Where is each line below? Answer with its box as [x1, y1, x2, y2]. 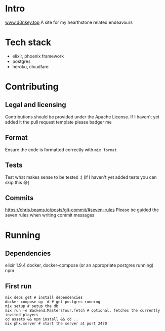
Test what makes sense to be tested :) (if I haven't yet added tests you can [5, 174, 157, 180]
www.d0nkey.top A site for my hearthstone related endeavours [5, 19, 133, 25]
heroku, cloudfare [12, 63, 49, 69]
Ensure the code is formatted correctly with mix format [5, 147, 117, 153]
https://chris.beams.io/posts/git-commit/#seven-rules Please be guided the [5, 207, 159, 213]
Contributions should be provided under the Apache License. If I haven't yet [5, 113, 160, 119]
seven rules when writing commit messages [5, 212, 95, 218]
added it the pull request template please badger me [5, 119, 112, 125]
